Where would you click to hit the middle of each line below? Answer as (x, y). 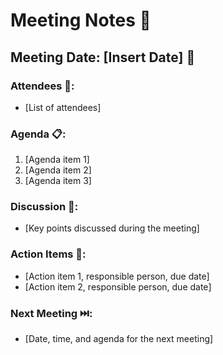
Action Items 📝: (48, 254)
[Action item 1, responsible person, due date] (117, 276)
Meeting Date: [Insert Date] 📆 (103, 57)
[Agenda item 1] (57, 160)
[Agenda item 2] (58, 170)
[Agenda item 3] (58, 181)
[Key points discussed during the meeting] (112, 228)
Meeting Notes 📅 (81, 20)
